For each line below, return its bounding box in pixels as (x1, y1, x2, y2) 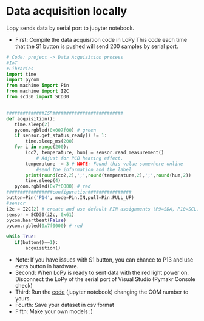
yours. (15, 294, 32, 302)
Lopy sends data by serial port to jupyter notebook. (6, 24, 135, 32)
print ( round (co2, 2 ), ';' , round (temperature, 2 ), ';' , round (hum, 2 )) (25, 172, 191, 178)
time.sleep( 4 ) (25, 178, 61, 184)
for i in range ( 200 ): (14, 144, 69, 150)
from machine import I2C (6, 88, 69, 95)
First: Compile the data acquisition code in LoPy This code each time (15, 36, 187, 43)
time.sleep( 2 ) (14, 121, 50, 127)
